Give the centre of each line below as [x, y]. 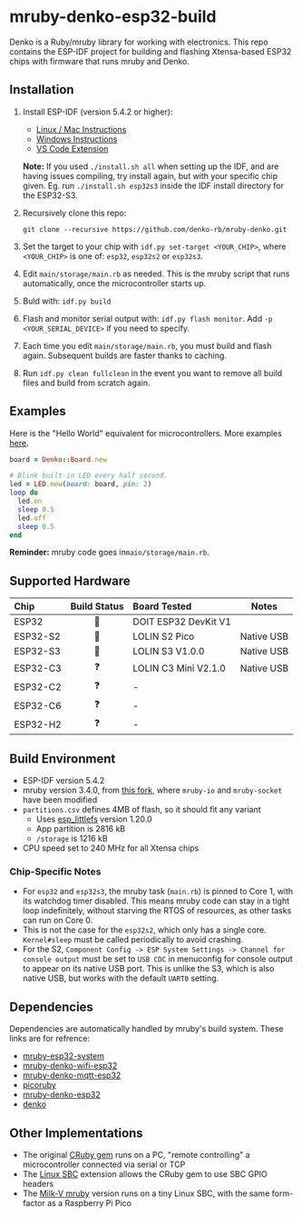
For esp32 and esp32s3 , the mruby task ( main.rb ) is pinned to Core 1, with [158, 892]
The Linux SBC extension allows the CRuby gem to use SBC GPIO [145, 1173]
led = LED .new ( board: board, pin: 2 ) [81, 484]
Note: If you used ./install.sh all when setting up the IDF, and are [151, 166]
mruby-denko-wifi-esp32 [70, 1066]
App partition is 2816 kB [81, 829]
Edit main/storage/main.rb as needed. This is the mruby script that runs [156, 274]
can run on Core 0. [58, 921]
